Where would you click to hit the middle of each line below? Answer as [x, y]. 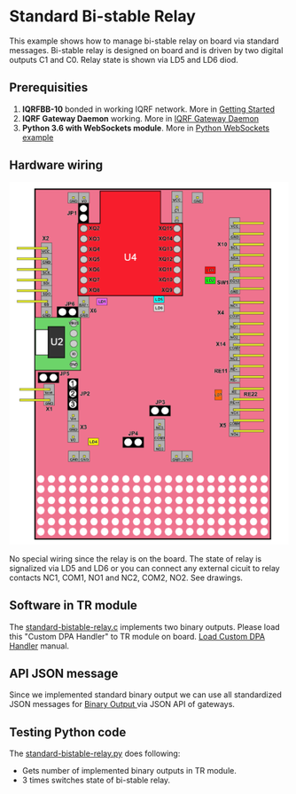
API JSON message [64, 673]
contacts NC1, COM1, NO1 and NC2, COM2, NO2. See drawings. [126, 578]
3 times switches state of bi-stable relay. [96, 780]
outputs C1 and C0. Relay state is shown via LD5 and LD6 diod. [124, 59]
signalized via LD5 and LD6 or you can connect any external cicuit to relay [145, 568]
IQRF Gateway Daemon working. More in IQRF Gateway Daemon [140, 118]
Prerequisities [49, 87]
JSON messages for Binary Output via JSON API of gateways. [122, 704]
